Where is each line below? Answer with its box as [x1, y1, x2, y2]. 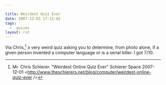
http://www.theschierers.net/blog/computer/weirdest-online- [27, 69, 152, 75]
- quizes [9, 25, 30, 30]
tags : [5, 21, 16, 26]
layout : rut [5, 30, 30, 35]
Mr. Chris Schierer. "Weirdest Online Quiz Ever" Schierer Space [12, 64, 141, 70]
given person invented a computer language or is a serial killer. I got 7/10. [5, 49, 154, 55]
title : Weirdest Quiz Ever [5, 11, 61, 16]
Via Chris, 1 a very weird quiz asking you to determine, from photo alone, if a [5, 43, 159, 50]
